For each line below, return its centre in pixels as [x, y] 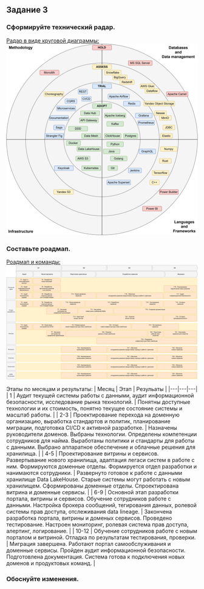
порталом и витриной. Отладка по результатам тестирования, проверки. [101, 537]
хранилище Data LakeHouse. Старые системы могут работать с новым [98, 480]
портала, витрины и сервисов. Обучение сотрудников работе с [89, 499]
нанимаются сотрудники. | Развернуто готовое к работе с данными [94, 473]
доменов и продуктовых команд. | [51, 563]
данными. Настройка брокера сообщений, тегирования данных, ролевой [102, 505]
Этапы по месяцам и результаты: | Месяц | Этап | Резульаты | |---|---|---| [102, 389]
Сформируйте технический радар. [61, 27]
